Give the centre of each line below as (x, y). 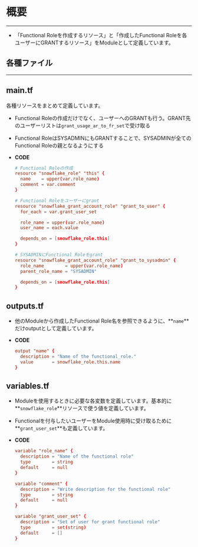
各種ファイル (29, 63)
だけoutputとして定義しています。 (56, 329)
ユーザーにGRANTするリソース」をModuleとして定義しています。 (94, 43)
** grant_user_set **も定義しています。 (61, 428)
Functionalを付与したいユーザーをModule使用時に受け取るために (93, 421)
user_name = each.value (49, 228)
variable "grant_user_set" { (50, 517)
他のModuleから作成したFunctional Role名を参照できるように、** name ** (102, 321)
